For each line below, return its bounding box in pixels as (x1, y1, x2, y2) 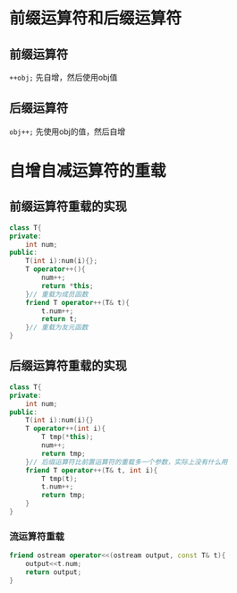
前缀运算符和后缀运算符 (9, 8, 182, 29)
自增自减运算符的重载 (9, 161, 167, 181)
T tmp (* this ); (41, 433, 94, 442)
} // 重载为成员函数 (25, 290, 89, 299)
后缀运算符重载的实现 (9, 359, 127, 374)
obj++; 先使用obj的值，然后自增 (9, 126, 126, 137)
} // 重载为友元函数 (25, 323, 89, 332)
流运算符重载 (9, 529, 65, 542)
